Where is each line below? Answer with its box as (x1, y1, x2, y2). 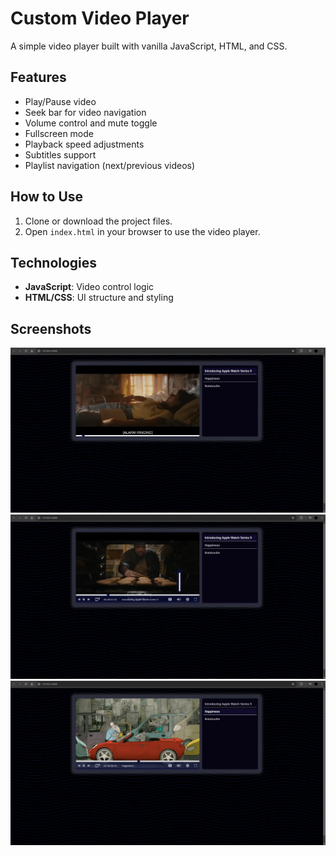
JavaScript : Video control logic (24, 281, 155, 293)
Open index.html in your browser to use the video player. (24, 225, 261, 237)
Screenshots (10, 320, 92, 337)
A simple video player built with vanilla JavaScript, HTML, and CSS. (10, 40, 288, 52)
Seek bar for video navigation (24, 106, 147, 118)
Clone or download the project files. (24, 215, 173, 227)
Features (10, 69, 67, 86)
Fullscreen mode (24, 127, 95, 139)
